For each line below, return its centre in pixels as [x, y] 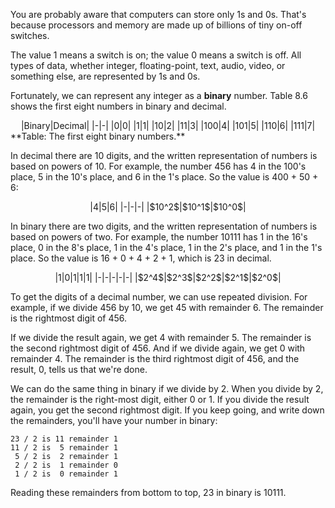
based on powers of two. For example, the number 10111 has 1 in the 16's [159, 237]
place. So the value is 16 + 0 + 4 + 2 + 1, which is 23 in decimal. [141, 258]
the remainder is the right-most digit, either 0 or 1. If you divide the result [160, 399]
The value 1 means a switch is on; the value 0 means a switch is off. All [156, 55]
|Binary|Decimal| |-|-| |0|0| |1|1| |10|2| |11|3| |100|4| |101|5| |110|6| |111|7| [168, 125]
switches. [30, 35]
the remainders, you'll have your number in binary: [114, 420]
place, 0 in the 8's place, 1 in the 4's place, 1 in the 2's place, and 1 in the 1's [166, 247]
